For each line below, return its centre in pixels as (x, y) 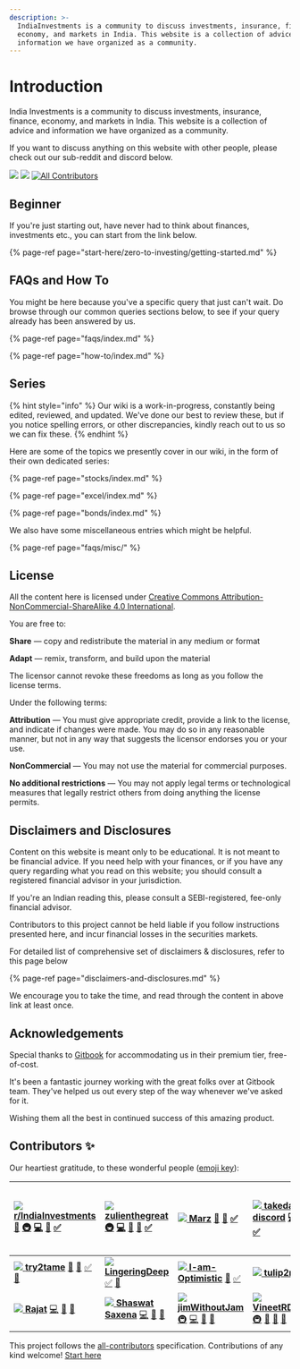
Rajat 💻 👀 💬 (50, 1309)
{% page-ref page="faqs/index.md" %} (82, 338)
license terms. (35, 685)
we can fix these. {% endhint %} (69, 434)
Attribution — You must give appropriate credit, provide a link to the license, (150, 720)
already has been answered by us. (72, 321)
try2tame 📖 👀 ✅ (58, 1267)
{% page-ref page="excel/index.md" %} (83, 495)
